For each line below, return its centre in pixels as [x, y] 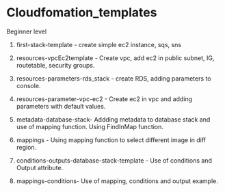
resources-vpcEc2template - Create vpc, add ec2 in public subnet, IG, [115, 58]
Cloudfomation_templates [82, 13]
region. [26, 147]
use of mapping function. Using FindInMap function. [90, 126]
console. [28, 85]
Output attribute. [40, 167]
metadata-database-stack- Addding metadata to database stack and [113, 119]
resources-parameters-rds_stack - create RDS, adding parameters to [114, 78]
